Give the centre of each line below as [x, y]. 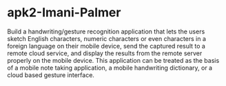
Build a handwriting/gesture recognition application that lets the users [106, 31]
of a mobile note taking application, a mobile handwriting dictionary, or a [110, 68]
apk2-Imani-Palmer [64, 13]
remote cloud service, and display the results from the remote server [105, 53]
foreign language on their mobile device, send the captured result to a [106, 46]
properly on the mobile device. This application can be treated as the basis [113, 60]
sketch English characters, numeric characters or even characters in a [107, 38]
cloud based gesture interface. [51, 75]
